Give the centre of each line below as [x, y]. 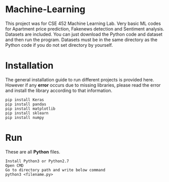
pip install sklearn [27, 113]
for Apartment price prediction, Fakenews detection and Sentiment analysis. [85, 28]
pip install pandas [26, 104]
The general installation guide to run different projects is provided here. [80, 79]
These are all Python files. [33, 151]
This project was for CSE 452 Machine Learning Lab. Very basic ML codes [83, 23]
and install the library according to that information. [59, 90]
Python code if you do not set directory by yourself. [59, 45]
